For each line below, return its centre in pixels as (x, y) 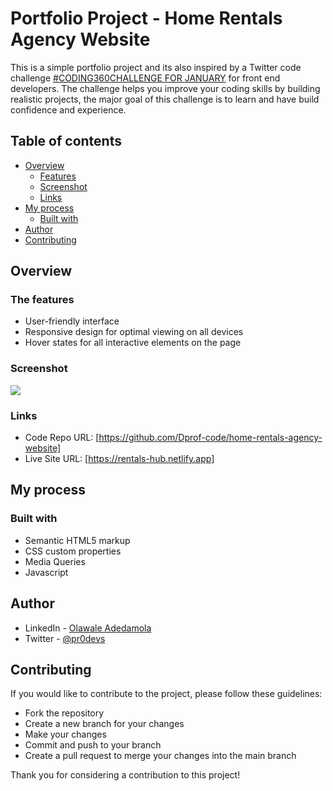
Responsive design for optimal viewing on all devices (134, 332)
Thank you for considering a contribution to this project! (125, 775)
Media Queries (55, 561)
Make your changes (65, 734)
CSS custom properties (73, 551)
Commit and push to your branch (93, 745)
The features (42, 300)
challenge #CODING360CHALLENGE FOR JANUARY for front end (145, 78)
